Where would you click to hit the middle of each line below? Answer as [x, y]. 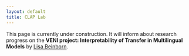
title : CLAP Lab [26, 17]
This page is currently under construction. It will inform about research [92, 34]
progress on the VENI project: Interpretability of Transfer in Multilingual [95, 40]
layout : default [26, 11]
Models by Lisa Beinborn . [37, 46]
